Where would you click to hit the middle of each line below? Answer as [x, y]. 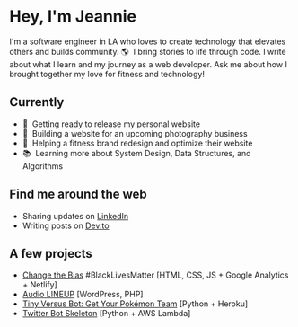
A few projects [51, 253]
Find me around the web [79, 194]
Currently [37, 102]
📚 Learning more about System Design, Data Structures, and [136, 153]
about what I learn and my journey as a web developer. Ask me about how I [148, 64]
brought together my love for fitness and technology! [107, 74]
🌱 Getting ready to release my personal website [111, 124]
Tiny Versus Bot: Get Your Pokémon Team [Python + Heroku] [135, 304]
